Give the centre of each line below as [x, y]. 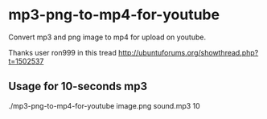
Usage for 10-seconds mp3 [78, 86]
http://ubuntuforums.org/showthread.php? [188, 52]
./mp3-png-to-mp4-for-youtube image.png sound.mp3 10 [105, 105]
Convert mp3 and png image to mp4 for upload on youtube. [107, 37]
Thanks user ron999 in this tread [62, 52]
